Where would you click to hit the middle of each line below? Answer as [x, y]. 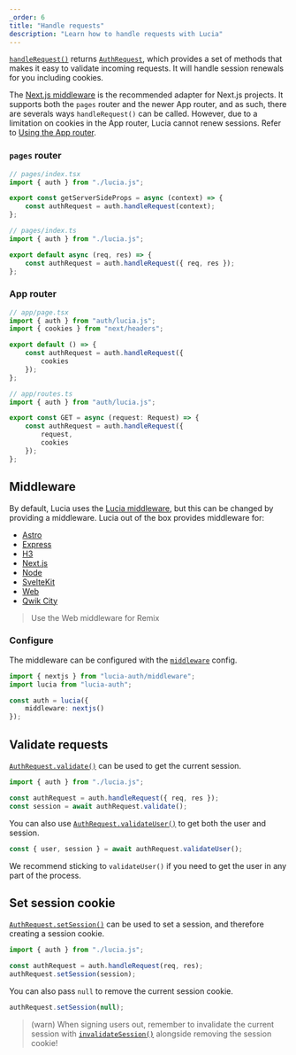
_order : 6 [27, 17]
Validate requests [59, 745]
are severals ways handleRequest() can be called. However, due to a [133, 114]
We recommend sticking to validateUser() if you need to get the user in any [148, 865]
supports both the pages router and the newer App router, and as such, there [148, 105]
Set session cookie [62, 903]
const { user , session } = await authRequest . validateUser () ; [126, 849]
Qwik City [40, 601]
